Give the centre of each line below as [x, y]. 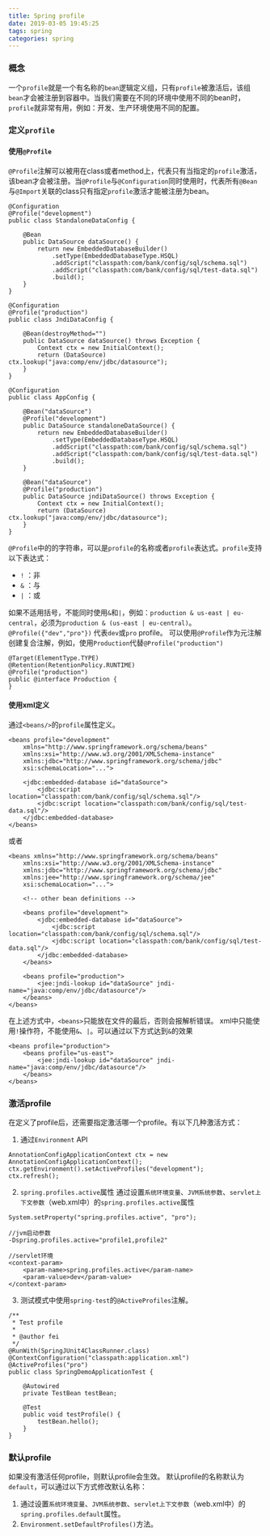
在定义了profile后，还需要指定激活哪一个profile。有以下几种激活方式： [125, 1122]
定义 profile [32, 130]
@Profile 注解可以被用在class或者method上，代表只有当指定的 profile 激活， [135, 171]
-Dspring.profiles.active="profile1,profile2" [88, 1241]
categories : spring [41, 38]
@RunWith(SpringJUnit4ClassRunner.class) [79, 1351]
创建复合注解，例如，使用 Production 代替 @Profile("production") [116, 643]
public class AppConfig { [52, 397]
